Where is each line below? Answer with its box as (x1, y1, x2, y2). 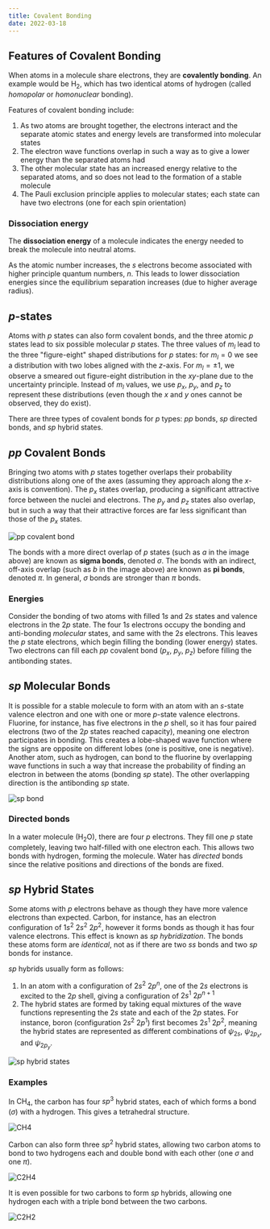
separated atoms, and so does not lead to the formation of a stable (19, 172, 242, 182)
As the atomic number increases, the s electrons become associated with (8, 260, 252, 270)
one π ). (8, 1156, 32, 1166)
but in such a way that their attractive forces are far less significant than (8, 505, 247, 515)
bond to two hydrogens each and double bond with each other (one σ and (8, 1148, 254, 1157)
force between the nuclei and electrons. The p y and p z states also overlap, (8, 495, 256, 506)
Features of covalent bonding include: (8, 106, 135, 115)
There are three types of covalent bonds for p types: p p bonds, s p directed (8, 414, 258, 424)
